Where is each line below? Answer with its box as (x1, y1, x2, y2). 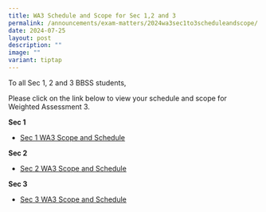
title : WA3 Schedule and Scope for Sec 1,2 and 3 (8, 11, 177, 20)
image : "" (8, 49, 41, 57)
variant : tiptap (8, 57, 62, 65)
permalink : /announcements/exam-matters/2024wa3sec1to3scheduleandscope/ (8, 19, 259, 27)
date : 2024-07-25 (8, 26, 66, 34)
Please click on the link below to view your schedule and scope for (8, 93, 227, 103)
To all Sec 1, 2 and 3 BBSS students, (8, 77, 127, 88)
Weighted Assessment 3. (8, 101, 90, 112)
